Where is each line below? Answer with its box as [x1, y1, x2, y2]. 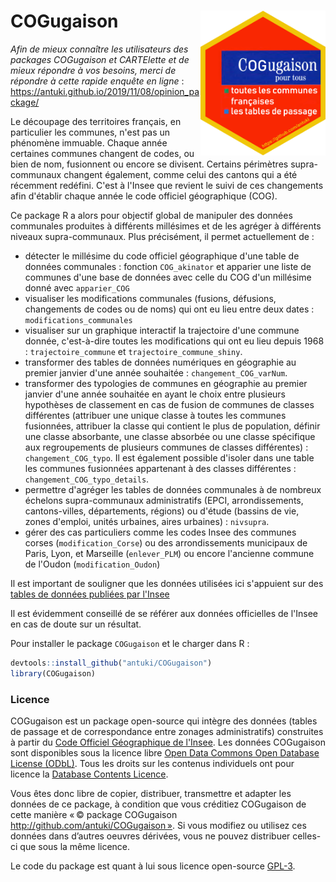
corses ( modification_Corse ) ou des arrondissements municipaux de [24, 536, 308, 549]
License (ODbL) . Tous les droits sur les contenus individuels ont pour [10, 757, 295, 769]
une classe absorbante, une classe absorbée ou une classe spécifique [24, 430, 316, 442]
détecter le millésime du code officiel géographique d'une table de [24, 250, 300, 262]
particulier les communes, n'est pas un [10, 126, 171, 138]
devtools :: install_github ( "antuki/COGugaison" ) [10, 658, 213, 668]
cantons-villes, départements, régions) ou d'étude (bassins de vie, [24, 505, 300, 517]
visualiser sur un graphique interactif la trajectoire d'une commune [24, 324, 300, 336]
